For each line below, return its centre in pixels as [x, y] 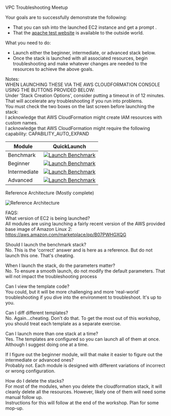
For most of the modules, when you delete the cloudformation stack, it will [84, 386]
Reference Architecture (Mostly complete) [50, 193]
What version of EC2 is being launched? [48, 218]
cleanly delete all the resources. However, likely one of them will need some [85, 392]
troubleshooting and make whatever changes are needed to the [80, 64]
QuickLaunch [70, 146]
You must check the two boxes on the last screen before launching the [80, 106]
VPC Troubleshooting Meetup [37, 7]
